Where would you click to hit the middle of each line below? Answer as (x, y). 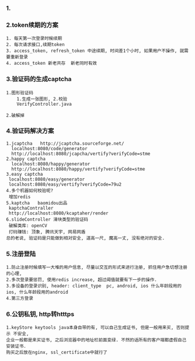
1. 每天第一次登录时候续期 (34, 39)
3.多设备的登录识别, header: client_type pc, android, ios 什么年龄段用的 (94, 286)
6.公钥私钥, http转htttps (40, 314)
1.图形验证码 (20, 93)
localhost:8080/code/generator (49, 148)
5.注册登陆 (21, 254)
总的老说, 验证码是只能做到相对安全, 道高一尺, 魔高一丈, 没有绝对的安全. (85, 238)
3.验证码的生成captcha (39, 79)
